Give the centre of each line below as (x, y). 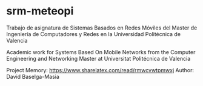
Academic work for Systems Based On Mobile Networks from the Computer (101, 52)
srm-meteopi (40, 11)
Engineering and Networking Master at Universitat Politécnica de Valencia (98, 58)
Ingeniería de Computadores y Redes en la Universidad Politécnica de (93, 34)
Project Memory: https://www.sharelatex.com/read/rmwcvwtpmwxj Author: (100, 70)
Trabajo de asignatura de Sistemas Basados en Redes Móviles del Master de (102, 28)
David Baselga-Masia (33, 76)
